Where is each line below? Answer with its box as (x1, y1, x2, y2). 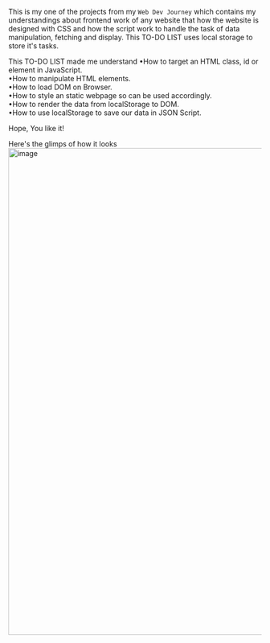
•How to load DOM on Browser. (8, 82, 112, 92)
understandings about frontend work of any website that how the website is (8, 15, 260, 25)
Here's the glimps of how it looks (8, 139, 118, 148)
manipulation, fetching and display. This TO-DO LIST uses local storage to (8, 32, 253, 42)
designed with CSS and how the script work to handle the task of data (8, 24, 240, 33)
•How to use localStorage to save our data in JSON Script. (8, 108, 202, 117)
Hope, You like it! (8, 124, 64, 133)
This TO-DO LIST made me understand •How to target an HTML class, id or (8, 56, 259, 66)
